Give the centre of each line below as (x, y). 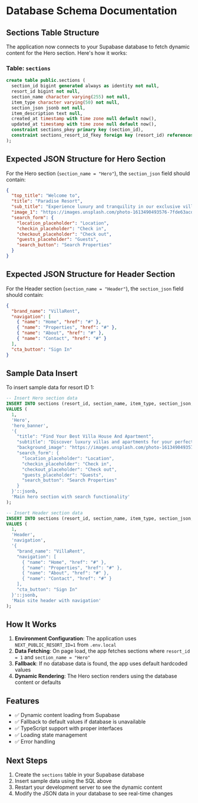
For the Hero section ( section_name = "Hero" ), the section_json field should (98, 173)
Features (23, 701)
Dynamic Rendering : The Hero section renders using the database (96, 676)
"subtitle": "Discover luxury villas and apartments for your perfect (105, 442)
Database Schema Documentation (92, 11)
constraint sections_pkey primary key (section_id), (77, 130)
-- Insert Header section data (44, 513)
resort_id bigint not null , (46, 92)
